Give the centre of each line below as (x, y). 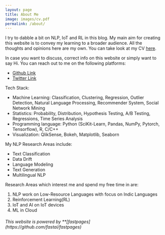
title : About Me (22, 14)
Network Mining (29, 108)
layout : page (19, 10)
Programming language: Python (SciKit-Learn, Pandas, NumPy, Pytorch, (86, 124)
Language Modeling (33, 164)
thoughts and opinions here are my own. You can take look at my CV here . (81, 48)
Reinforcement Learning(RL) (41, 200)
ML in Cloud (25, 210)
